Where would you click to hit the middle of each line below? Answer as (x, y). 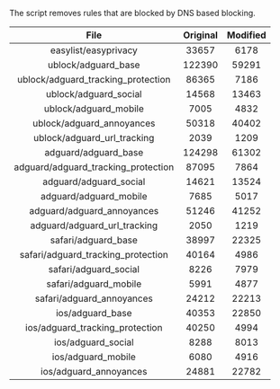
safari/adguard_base (94, 240)
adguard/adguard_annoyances (94, 211)
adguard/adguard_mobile (94, 196)
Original (201, 35)
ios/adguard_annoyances (94, 371)
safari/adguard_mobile (94, 284)
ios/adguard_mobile (94, 357)
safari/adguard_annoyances (94, 298)
